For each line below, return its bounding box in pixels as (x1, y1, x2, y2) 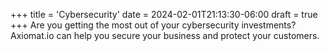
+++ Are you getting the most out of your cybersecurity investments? (10, 19, 297, 31)
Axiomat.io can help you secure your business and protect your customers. (10, 30, 320, 41)
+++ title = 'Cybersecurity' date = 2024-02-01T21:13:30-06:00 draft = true (10, 9, 318, 20)
